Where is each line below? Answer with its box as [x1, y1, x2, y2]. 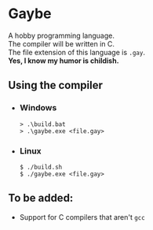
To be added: [8, 191, 74, 205]
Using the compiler [8, 79, 104, 92]
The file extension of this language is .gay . [8, 47, 145, 57]
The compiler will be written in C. [8, 39, 115, 48]
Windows [19, 102, 57, 113]
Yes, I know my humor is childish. [8, 56, 119, 65]
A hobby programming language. [8, 31, 115, 40]
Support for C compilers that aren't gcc [19, 212, 145, 221]
